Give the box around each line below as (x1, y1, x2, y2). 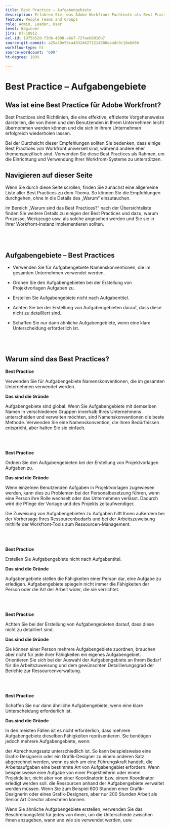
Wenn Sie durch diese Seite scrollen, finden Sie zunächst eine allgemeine (5, 184, 158, 190)
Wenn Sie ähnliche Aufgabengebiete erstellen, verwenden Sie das (5, 806, 143, 812)
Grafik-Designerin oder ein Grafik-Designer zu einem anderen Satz (5, 753, 145, 759)
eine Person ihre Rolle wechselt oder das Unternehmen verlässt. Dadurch (5, 495, 158, 501)
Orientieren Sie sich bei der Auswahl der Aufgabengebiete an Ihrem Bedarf (5, 656, 161, 663)
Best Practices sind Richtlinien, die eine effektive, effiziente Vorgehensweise (5, 114, 164, 120)
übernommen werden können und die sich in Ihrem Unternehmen (5, 125, 142, 131)
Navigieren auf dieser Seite (5, 171, 93, 180)
